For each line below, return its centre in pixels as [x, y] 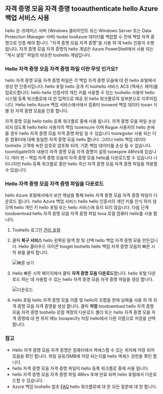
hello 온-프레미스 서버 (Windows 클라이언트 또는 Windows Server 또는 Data [78, 30]
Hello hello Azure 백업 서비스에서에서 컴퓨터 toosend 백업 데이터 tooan [84, 105]
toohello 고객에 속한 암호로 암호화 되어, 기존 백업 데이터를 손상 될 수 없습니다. [78, 146]
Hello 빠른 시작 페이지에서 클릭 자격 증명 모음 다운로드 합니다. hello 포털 [79, 273]
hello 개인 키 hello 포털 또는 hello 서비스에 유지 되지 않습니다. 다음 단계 [81, 207]
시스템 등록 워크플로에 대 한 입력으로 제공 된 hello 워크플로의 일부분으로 [73, 98]
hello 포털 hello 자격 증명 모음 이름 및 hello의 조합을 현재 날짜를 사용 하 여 [82, 300]
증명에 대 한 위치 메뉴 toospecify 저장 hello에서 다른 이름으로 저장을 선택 [86, 318]
